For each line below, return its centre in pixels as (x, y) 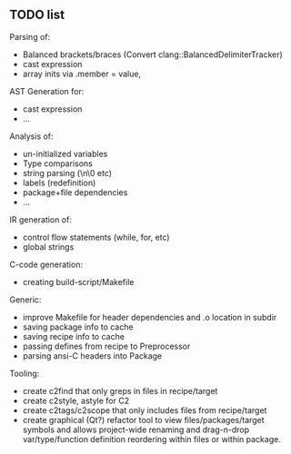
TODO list (37, 15)
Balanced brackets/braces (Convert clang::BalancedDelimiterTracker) (153, 54)
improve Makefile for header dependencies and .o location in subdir (150, 317)
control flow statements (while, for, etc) (96, 237)
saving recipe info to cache (74, 336)
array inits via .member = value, (82, 74)
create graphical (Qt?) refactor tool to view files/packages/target (144, 419)
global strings (48, 247)
